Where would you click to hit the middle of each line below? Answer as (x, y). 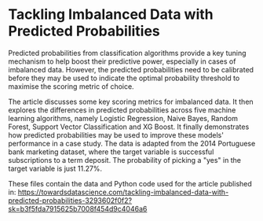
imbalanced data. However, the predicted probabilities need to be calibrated (131, 69)
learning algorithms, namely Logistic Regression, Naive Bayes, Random (123, 118)
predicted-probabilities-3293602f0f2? (70, 200)
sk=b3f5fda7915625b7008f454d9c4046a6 (78, 208)
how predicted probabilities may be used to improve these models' (116, 134)
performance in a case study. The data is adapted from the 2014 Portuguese (132, 143)
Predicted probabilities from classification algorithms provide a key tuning (127, 53)
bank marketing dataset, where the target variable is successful (111, 152)
